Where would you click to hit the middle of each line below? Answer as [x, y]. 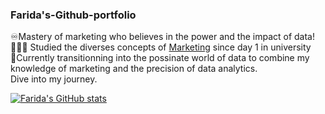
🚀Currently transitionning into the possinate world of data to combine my [160, 58]
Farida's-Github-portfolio [73, 15]
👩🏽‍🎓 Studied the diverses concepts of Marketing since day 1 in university [161, 47]
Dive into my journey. [54, 79]
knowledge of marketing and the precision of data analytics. [134, 69]
